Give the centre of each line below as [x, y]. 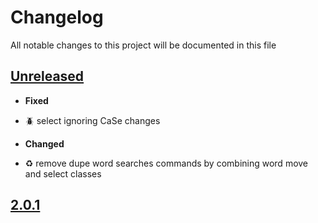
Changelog [57, 17]
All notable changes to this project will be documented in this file [143, 45]
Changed [44, 143]
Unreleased [47, 76]
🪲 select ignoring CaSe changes [92, 120]
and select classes [63, 173]
